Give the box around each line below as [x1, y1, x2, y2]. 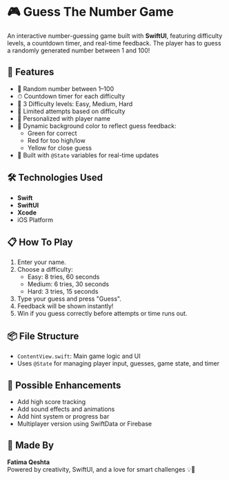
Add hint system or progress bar [17, 412, 110, 420]
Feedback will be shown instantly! [17, 302, 114, 310]
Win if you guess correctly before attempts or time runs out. [17, 310, 188, 318]
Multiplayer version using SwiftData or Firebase [17, 420, 152, 428]
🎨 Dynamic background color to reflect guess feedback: [17, 121, 177, 130]
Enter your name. [17, 258, 67, 266]
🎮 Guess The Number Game [7, 4, 174, 20]
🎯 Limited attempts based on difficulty [17, 107, 126, 115]
